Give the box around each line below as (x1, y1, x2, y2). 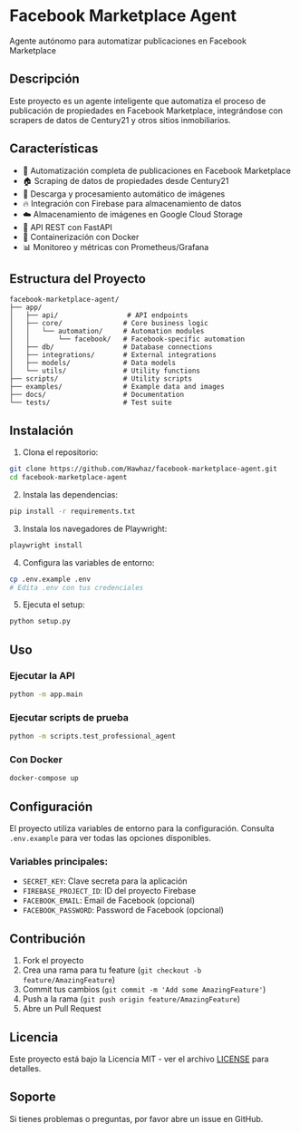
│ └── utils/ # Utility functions (9, 366, 201, 376)
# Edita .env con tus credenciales (9, 583, 144, 592)
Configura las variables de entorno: (22, 557, 155, 567)
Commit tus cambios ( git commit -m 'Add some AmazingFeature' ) (22, 984, 266, 995)
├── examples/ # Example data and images (9, 383, 225, 392)
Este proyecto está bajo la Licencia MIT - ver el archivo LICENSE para (9, 1053, 269, 1064)
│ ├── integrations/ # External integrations (9, 351, 218, 360)
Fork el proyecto (22, 955, 84, 966)
